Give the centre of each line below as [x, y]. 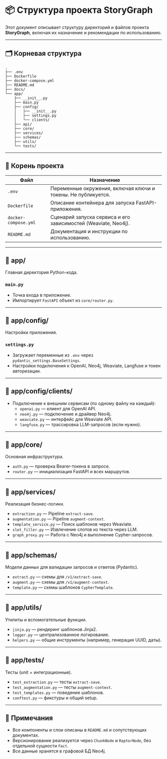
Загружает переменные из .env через [53, 355]
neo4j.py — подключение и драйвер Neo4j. [66, 414]
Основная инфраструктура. [34, 457]
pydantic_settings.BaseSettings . [46, 360]
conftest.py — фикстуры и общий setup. [55, 698]
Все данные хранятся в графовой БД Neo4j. [59, 751]
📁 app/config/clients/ [39, 391]
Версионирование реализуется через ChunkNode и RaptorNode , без [82, 741]
